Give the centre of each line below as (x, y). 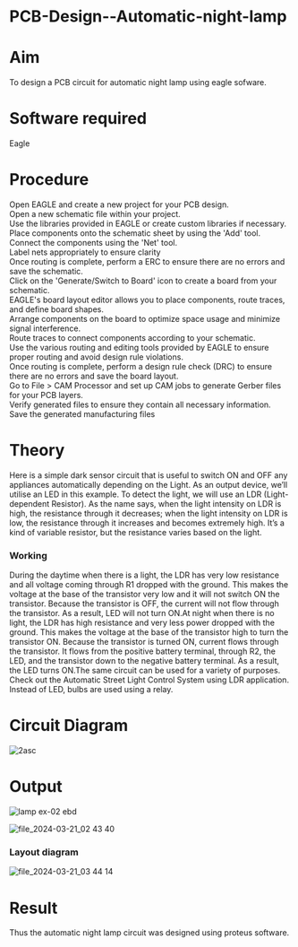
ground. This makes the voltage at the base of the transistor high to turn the (149, 632)
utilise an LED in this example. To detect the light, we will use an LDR (136, 494)
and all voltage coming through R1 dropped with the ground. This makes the (149, 585)
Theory (37, 451)
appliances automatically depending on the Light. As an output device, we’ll (149, 484)
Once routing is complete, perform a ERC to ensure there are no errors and (147, 261)
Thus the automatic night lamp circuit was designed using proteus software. (149, 933)
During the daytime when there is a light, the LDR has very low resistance (145, 575)
